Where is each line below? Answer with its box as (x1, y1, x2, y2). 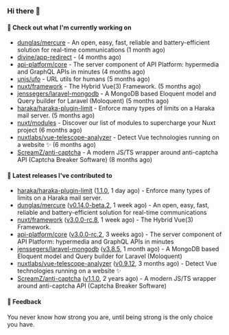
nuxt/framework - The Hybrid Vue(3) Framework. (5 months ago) (16, 82, 202, 91)
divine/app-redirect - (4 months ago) (16, 53, 122, 61)
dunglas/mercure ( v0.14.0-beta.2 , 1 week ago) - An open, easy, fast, (16, 201, 210, 209)
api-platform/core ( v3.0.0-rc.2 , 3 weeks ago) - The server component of (16, 230, 222, 239)
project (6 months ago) (16, 126, 82, 135)
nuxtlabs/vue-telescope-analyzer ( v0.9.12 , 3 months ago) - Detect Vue (16, 259, 217, 268)
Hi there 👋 (7, 6, 41, 16)
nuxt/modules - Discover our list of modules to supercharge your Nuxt (16, 119, 216, 127)
